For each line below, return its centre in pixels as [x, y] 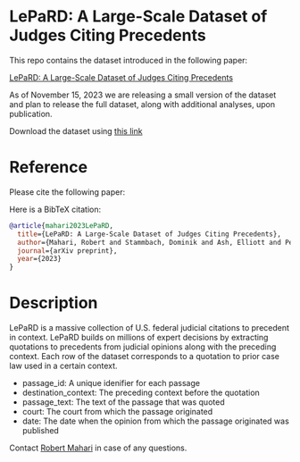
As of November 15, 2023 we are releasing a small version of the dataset [143, 95]
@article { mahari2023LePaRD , [62, 225]
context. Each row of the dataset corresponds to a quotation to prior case [144, 357]
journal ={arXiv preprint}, [67, 251]
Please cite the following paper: [67, 192]
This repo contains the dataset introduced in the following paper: [129, 60]
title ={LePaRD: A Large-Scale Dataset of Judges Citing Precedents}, [149, 234]
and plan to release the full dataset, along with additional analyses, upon [142, 104]
